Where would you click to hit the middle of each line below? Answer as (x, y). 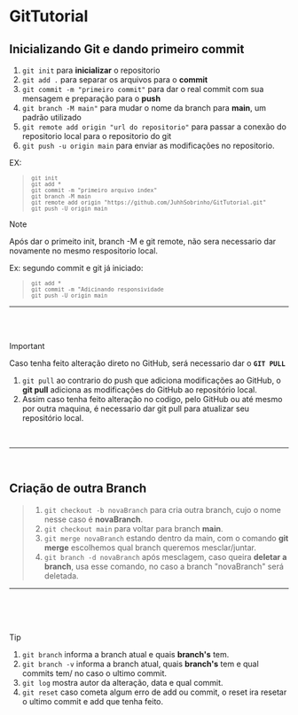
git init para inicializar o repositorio (91, 70)
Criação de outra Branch (78, 489)
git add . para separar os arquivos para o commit (115, 80)
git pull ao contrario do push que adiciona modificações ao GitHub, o (152, 380)
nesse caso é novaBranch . (94, 519)
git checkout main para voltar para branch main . (133, 528)
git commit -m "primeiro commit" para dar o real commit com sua (143, 89)
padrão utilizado (51, 117)
